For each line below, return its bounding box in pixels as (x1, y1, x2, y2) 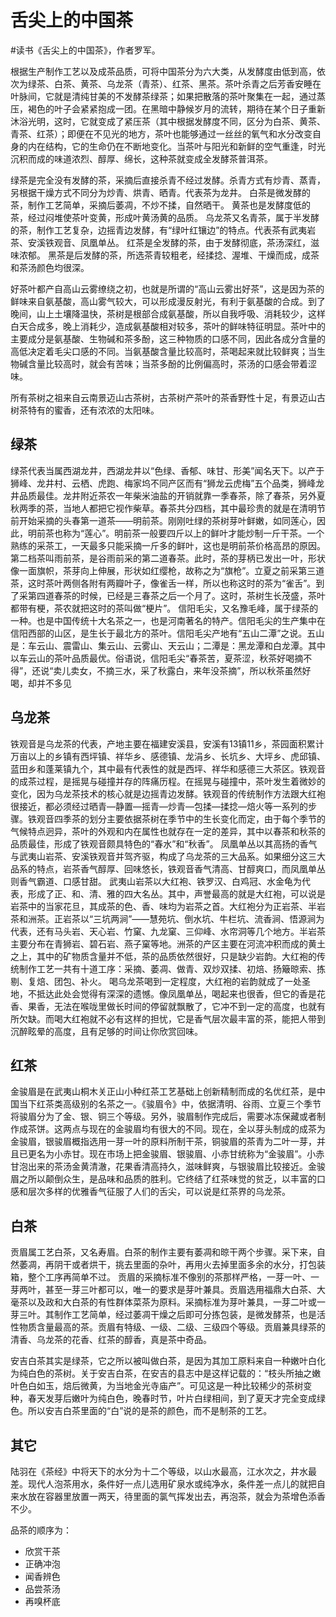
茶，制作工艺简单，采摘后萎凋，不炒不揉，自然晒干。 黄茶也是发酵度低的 (10, 199, 311, 211)
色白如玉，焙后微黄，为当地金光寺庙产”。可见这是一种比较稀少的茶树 (18, 1380, 304, 1392)
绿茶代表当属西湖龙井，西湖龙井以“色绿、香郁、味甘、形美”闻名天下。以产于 (10, 464, 325, 476)
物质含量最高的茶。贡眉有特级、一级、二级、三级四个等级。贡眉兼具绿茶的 (18, 1321, 326, 1333)
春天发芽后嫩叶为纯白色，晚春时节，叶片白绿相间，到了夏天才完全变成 (27, 1392, 317, 1405)
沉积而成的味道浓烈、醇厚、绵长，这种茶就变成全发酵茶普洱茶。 (10, 152, 273, 165)
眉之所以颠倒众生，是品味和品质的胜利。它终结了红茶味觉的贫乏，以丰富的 (10, 1173, 317, 1185)
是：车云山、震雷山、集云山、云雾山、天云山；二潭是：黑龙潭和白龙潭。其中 (10, 639, 326, 651)
